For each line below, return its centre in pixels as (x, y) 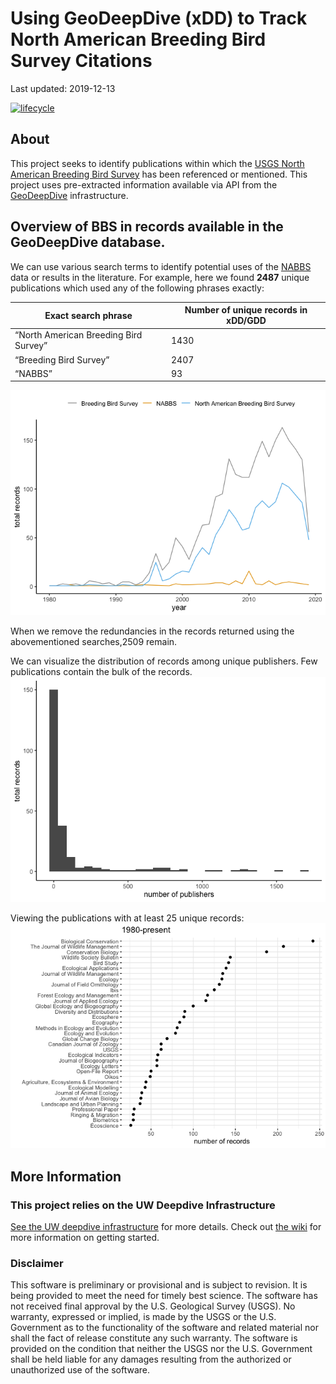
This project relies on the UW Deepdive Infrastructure (143, 1205)
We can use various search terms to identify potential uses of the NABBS (161, 266)
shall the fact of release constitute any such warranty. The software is (154, 1338)
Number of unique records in (246, 310)
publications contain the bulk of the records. (101, 672)
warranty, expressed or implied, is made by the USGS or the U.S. (143, 1317)
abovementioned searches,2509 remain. (94, 642)
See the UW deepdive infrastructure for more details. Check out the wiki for (166, 1226)
